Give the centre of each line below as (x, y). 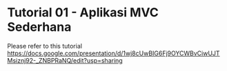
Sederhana (39, 27)
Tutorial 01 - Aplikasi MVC (83, 13)
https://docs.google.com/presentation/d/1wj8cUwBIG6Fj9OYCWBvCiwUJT (113, 53)
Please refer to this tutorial (45, 46)
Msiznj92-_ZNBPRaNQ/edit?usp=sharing (65, 60)
